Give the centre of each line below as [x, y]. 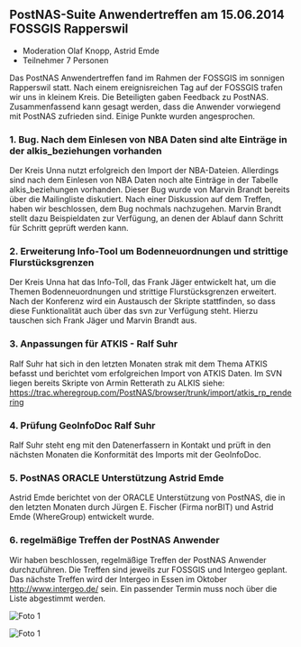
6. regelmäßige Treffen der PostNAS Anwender [114, 541]
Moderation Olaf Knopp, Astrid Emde [91, 51]
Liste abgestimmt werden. [58, 598]
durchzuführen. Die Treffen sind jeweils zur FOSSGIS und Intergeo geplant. [149, 569]
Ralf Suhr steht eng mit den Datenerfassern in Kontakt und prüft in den [140, 445]
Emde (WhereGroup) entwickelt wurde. [82, 517]
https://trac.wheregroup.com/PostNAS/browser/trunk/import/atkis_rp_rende [150, 393]
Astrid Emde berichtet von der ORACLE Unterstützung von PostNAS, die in [147, 498]
